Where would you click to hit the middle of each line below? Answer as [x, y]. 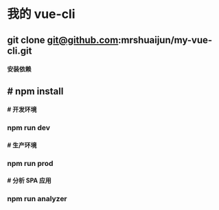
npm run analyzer [37, 199]
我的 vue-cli [41, 14]
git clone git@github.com [63, 40]
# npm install [35, 91]
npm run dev [28, 128]
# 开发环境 [22, 109]
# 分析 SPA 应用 [29, 180]
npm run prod [30, 163]
